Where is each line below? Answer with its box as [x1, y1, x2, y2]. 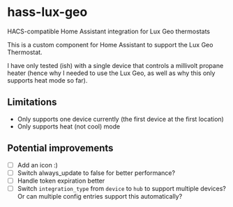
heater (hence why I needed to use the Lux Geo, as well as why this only [7, 69, 216, 77]
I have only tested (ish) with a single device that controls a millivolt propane [7, 61, 224, 69]
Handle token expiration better [17, 176, 105, 185]
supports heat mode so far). [7, 76, 88, 84]
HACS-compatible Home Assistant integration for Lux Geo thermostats [7, 27, 211, 35]
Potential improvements [7, 142, 114, 154]
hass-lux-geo [7, 4, 88, 20]
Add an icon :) [17, 160, 58, 169]
